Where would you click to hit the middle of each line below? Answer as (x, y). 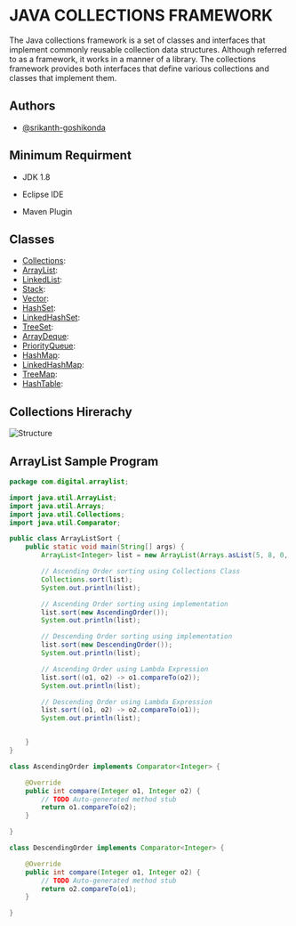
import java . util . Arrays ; (57, 506)
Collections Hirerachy (71, 412)
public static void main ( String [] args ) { (105, 547)
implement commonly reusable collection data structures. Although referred (148, 49)
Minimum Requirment (70, 155)
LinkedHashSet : (51, 318)
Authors (32, 106)
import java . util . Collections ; (67, 514)
